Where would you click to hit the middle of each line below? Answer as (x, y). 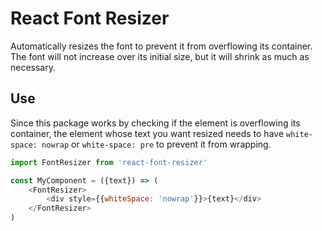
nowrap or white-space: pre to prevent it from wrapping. (156, 144)
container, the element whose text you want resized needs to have (147, 133)
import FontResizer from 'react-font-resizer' (109, 162)
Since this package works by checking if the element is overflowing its (155, 123)
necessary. (33, 67)
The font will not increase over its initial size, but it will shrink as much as (160, 56)
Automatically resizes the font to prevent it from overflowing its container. (161, 46)
